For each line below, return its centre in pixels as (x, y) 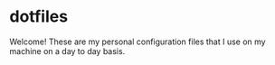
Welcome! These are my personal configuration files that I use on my (137, 42)
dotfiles (39, 17)
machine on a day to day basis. (67, 51)
